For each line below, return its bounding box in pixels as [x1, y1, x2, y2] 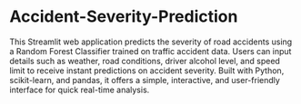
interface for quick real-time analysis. [9, 84, 150, 95]
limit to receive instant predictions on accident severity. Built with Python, [9, 65, 285, 76]
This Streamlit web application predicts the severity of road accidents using [9, 36, 293, 47]
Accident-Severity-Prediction [9, 6, 238, 27]
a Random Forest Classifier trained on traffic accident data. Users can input [9, 45, 292, 56]
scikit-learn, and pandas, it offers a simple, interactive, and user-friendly [9, 74, 280, 85]
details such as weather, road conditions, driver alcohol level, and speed [9, 55, 280, 66]
